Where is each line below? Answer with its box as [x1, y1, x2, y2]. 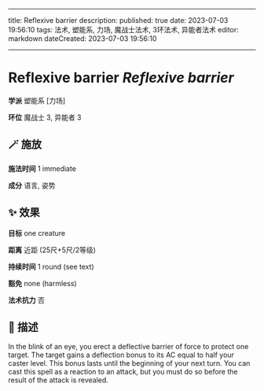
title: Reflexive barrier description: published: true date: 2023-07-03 [8, 16, 229, 24]
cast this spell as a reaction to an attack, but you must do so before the [8, 367, 238, 377]
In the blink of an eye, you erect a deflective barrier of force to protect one [8, 342, 249, 352]
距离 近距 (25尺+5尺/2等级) [8, 245, 97, 255]
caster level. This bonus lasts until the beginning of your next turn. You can [8, 359, 251, 368]
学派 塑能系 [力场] [8, 95, 66, 105]
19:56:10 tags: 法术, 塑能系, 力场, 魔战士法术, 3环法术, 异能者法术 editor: [8, 25, 240, 34]
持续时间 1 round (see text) [8, 262, 94, 271]
